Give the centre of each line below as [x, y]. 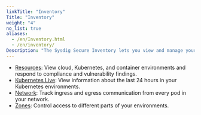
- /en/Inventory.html [39, 39]
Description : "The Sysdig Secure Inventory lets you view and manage [95, 51]
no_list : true [24, 28]
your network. [32, 99]
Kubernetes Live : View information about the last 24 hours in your [96, 80]
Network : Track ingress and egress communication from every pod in [100, 92]
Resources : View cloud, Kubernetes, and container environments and [100, 67]
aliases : [17, 34]
